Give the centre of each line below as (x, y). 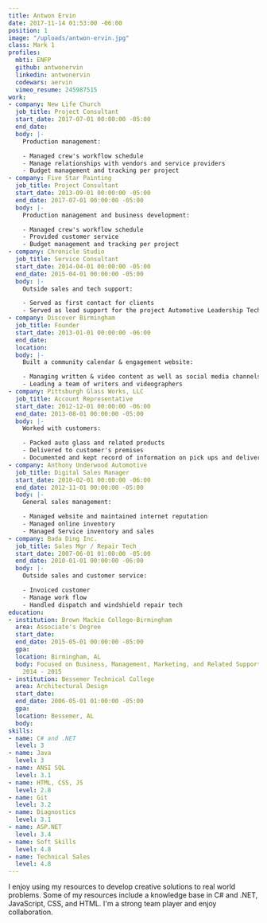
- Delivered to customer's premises (83, 451)
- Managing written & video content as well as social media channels (142, 377)
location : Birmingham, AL (58, 657)
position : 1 (28, 30)
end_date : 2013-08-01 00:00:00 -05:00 (80, 414)
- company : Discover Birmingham (62, 318)
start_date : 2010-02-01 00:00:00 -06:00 (83, 480)
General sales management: (67, 503)
